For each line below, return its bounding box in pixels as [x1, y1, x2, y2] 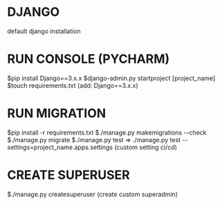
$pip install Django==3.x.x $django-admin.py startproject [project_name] [7, 74, 216, 82]
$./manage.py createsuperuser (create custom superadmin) [7, 190, 178, 198]
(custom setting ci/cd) [113, 143, 178, 151]
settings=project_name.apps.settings [7, 143, 113, 151]
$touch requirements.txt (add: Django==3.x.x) [7, 81, 138, 90]
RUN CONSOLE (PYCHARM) [7, 51, 170, 67]
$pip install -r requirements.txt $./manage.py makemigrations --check [7, 128, 207, 137]
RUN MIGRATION [7, 106, 107, 121]
